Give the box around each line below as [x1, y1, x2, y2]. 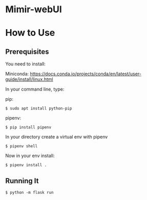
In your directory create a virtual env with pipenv [5, 134, 108, 140]
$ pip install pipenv [5, 125, 52, 130]
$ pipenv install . [5, 163, 47, 168]
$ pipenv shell [5, 144, 38, 149]
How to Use [5, 27, 55, 39]
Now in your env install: [5, 152, 55, 159]
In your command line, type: [5, 86, 65, 93]
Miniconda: [5, 71, 29, 77]
